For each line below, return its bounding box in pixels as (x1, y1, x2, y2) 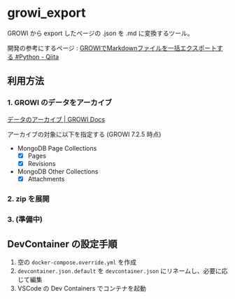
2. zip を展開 (7, 194, 50, 204)
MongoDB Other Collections (17, 167, 99, 176)
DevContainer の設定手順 (7, 238, 117, 250)
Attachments (27, 174, 65, 183)
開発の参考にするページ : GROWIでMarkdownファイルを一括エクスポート (7, 43, 217, 52)
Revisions (27, 159, 56, 167)
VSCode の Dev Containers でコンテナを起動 (17, 284, 147, 293)
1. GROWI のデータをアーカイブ (7, 98, 113, 108)
